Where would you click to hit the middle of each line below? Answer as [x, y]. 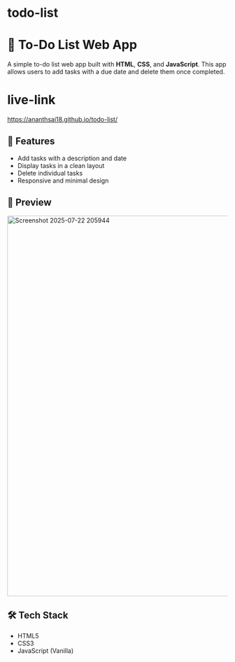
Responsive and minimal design [63, 181]
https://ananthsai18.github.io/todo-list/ [62, 120]
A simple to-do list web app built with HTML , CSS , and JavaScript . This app [117, 64]
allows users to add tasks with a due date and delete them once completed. [116, 72]
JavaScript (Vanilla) [45, 650]
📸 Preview [29, 203]
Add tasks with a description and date [72, 158]
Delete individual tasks [50, 173]
